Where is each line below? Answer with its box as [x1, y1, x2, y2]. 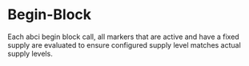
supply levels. [7, 49, 53, 58]
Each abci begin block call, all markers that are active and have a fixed [7, 32, 239, 41]
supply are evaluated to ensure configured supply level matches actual [7, 40, 241, 49]
